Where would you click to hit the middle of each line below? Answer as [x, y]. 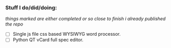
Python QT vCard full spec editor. [48, 40]
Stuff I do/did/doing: [31, 8]
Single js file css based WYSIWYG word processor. [66, 34]
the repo [14, 24]
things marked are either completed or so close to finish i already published [85, 19]
